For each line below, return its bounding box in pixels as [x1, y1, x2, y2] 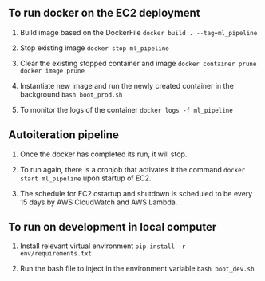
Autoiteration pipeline [8, 128, 120, 142]
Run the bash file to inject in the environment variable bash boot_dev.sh [19, 263, 255, 274]
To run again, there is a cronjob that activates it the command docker [19, 164, 246, 174]
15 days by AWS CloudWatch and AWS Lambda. [19, 197, 178, 207]
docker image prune [19, 67, 85, 75]
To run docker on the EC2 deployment [8, 6, 201, 20]
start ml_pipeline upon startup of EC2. [19, 173, 152, 183]
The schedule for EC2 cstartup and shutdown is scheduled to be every [19, 188, 253, 198]
